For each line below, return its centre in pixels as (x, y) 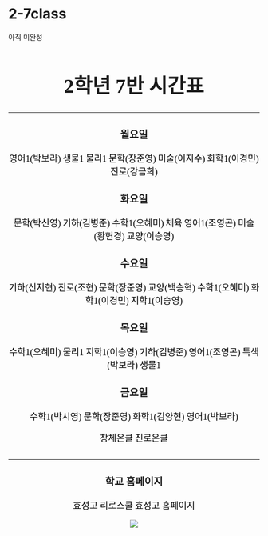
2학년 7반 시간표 (134, 86)
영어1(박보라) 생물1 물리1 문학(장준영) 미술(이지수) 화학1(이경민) (134, 158)
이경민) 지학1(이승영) (142, 301)
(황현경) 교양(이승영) (134, 236)
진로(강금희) (134, 171)
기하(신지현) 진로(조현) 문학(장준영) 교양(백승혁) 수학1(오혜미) (129, 287)
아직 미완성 (26, 37)
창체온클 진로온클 (134, 438)
